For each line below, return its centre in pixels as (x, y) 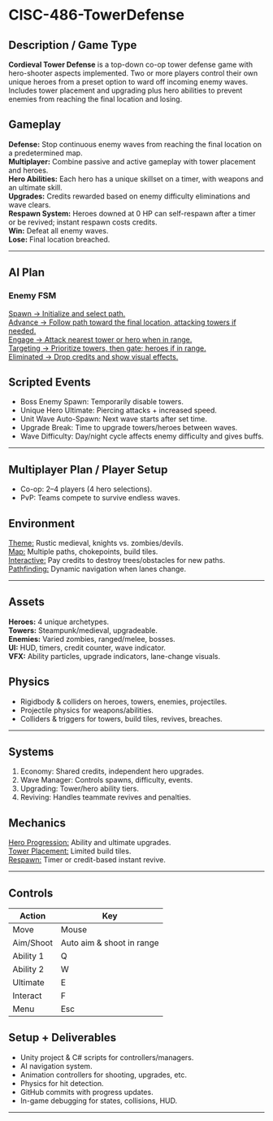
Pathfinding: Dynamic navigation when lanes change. (97, 569)
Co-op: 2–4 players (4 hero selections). (86, 489)
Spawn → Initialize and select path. (67, 313)
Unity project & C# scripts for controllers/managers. (107, 1057)
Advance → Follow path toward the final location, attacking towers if (123, 322)
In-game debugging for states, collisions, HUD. (98, 1101)
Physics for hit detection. (62, 1083)
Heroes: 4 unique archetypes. (59, 622)
